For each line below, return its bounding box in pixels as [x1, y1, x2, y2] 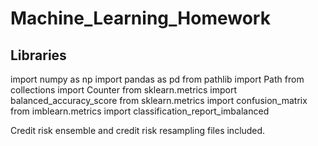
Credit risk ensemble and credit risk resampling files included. [10, 125, 266, 136]
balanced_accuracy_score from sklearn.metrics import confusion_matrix [10, 95, 308, 106]
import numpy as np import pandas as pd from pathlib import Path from [10, 73, 305, 85]
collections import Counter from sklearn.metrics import [10, 84, 237, 96]
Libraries [10, 47, 67, 64]
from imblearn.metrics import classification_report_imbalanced [10, 105, 270, 117]
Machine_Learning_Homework [10, 7, 271, 30]
